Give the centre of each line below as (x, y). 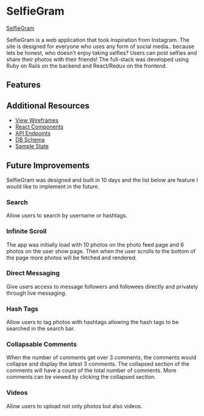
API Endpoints (33, 133)
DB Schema (30, 140)
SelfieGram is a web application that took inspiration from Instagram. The (98, 40)
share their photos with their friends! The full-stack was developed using (97, 59)
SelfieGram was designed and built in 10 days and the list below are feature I (102, 180)
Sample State (32, 146)
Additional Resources (48, 106)
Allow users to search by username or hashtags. (67, 216)
